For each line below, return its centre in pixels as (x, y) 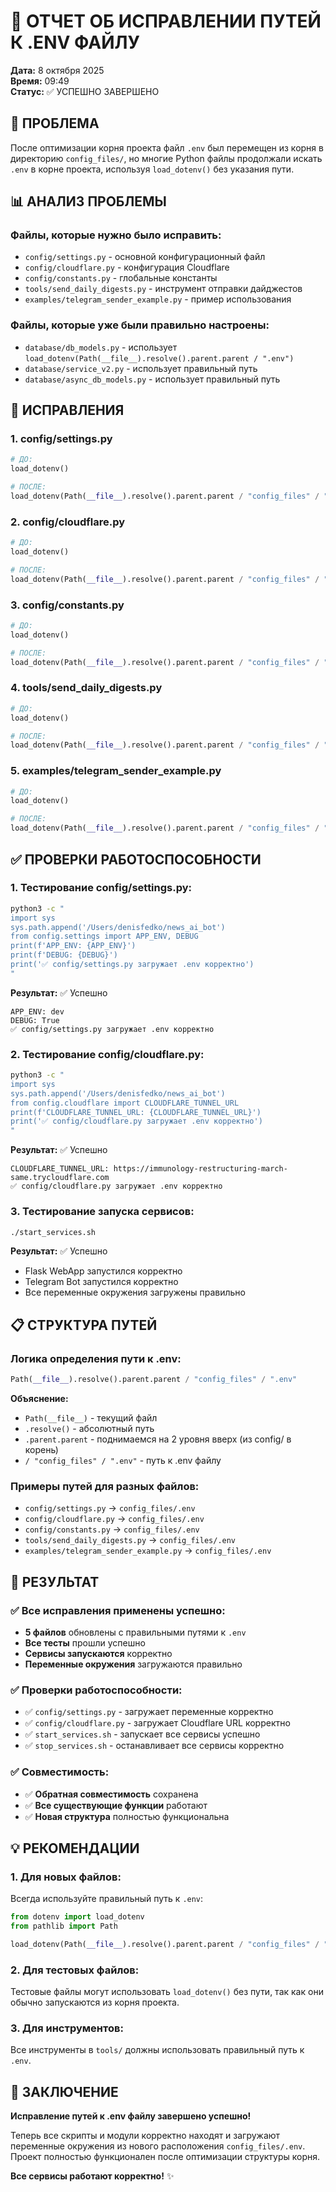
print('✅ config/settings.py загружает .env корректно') (132, 965)
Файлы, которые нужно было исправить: (116, 235)
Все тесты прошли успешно (85, 1642)
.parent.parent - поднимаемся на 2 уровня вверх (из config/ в (158, 1439)
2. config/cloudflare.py (68, 522)
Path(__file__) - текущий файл (91, 1417)
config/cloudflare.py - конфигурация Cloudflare (127, 267)
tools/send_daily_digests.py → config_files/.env (130, 1540)
